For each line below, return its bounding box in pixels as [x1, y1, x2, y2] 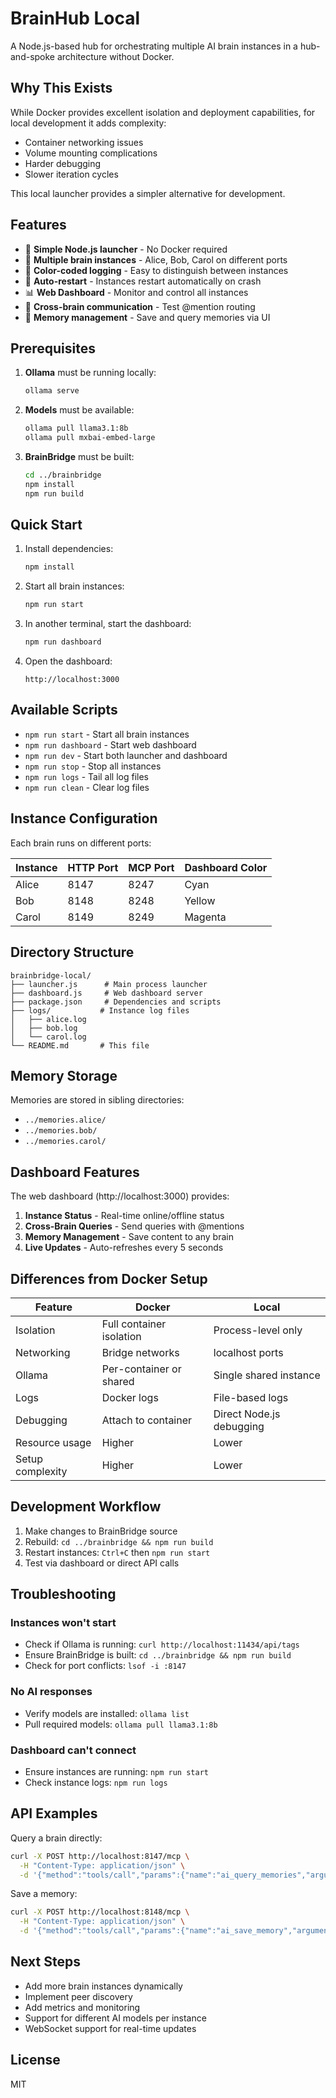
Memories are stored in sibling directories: [10, 1094, 185, 1106]
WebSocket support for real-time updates [24, 2022, 197, 2034]
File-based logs [213, 1390, 289, 1404]
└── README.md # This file [10, 1040, 150, 1051]
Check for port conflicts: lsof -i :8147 [24, 1660, 187, 1672]
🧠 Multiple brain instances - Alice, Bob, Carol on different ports [24, 253, 288, 266]
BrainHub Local [10, 7, 141, 30]
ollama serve [24, 386, 80, 396]
